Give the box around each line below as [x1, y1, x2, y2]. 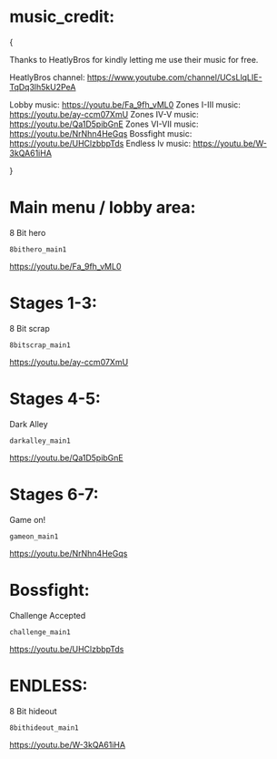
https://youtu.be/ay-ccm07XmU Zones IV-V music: [9, 108, 200, 119]
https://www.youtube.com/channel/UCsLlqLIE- [86, 71, 262, 83]
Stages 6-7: [9, 484, 99, 505]
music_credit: [9, 6, 115, 27]
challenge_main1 [9, 627, 71, 637]
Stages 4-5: [9, 389, 102, 409]
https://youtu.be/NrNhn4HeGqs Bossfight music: [9, 128, 193, 138]
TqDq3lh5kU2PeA [9, 81, 76, 92]
